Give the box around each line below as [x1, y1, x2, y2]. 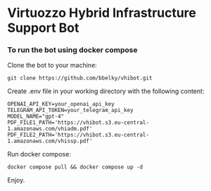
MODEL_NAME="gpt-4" [7, 113, 65, 121]
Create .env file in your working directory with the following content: [7, 87, 205, 96]
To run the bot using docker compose [7, 45, 138, 55]
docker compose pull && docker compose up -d [7, 164, 143, 171]
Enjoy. [7, 176, 25, 185]
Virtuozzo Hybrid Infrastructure [7, 5, 197, 21]
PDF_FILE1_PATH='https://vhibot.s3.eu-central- [7, 119, 150, 126]
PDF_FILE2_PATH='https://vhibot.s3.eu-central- [7, 132, 150, 139]
